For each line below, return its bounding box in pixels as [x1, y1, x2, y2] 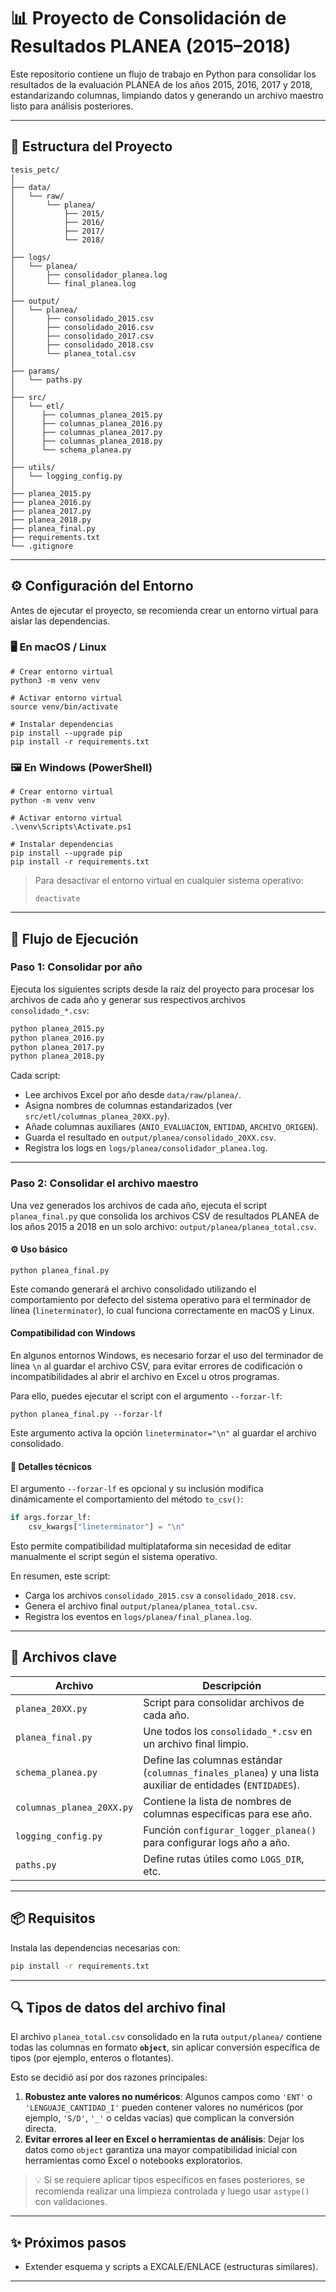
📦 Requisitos [10, 1910, 96, 1927]
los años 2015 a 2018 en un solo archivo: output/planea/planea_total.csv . [10, 1220, 317, 1232]
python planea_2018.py [10, 1051, 105, 1062]
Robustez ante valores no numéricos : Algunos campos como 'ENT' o [24, 2091, 313, 2103]
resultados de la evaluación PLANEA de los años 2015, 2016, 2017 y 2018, [10, 78, 313, 90]
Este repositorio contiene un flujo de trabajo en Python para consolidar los [10, 68, 317, 80]
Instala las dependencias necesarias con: [10, 1941, 181, 1954]
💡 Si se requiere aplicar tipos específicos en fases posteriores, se [34, 2174, 306, 2186]
